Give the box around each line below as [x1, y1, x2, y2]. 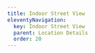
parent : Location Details [13, 29, 89, 36]
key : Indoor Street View [13, 23, 85, 30]
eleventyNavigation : [7, 17, 67, 23]
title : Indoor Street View [7, 10, 85, 17]
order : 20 [13, 36, 42, 43]
